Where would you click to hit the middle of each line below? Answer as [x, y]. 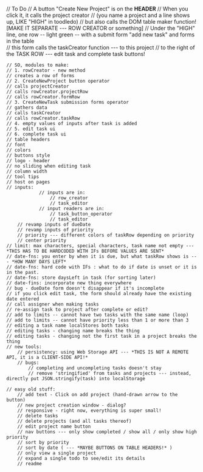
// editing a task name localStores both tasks [68, 326]
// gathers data [27, 108]
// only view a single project [57, 453]
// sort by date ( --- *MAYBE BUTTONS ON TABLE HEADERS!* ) [95, 448]
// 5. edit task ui [31, 129]
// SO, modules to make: [38, 65]
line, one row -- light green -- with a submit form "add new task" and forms [101, 35]
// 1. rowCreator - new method [46, 70]
